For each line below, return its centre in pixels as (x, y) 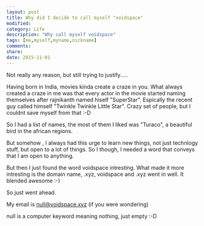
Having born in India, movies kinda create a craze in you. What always (95, 87)
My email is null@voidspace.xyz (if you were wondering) (78, 204)
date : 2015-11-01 (28, 57)
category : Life (26, 29)
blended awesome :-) (33, 180)
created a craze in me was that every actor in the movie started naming (96, 93)
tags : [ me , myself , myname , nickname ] (52, 40)
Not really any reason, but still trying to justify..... (67, 75)
